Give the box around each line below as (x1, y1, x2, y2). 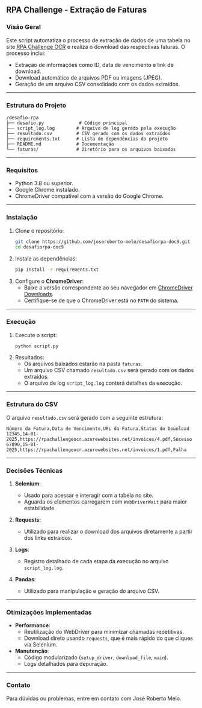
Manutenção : (14, 648, 49, 655)
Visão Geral (6, 23, 41, 31)
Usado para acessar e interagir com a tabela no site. (23, 491, 154, 499)
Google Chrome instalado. (14, 186, 80, 194)
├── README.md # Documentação (6, 141, 114, 147)
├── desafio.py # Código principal (6, 120, 128, 126)
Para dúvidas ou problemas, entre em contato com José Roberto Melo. (6, 695, 182, 702)
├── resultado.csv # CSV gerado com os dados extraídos (6, 130, 171, 136)
